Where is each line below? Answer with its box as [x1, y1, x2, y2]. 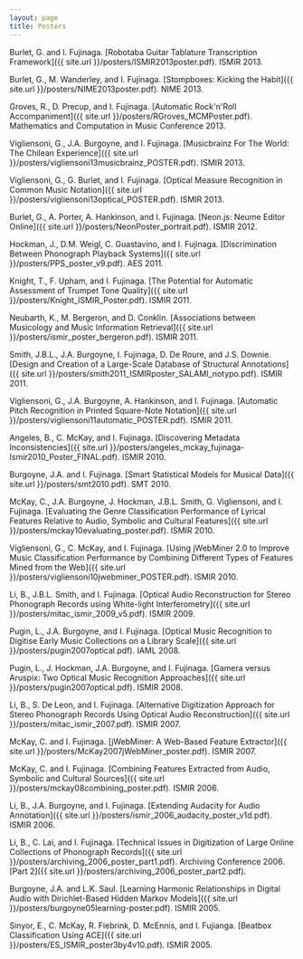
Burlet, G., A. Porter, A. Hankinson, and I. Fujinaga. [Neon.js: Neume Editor [9, 211, 286, 222]
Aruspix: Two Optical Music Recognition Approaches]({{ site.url [9, 672, 246, 683]
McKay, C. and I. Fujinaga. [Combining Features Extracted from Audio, [9, 762, 270, 774]
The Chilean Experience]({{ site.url [9, 147, 138, 158]
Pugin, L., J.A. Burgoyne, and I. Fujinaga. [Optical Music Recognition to [9, 626, 273, 637]
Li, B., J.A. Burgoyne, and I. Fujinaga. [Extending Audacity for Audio [9, 800, 260, 810]
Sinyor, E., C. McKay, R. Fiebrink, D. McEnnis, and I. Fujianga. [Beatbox [9, 920, 272, 931]
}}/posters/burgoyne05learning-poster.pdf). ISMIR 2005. [9, 902, 221, 913]
